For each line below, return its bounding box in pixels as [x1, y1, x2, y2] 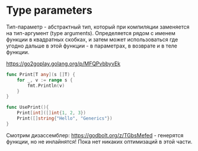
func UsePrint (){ [6, 105, 49, 111]
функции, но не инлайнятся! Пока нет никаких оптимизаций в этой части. [6, 138, 193, 145]
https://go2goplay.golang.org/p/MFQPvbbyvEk [6, 60, 120, 67]
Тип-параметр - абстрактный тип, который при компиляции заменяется [6, 23, 190, 30]
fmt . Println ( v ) [27, 83, 65, 89]
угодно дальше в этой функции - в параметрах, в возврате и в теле [6, 42, 178, 49]
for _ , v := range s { [17, 77, 73, 83]
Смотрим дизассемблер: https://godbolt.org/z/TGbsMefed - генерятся [6, 131, 184, 139]
